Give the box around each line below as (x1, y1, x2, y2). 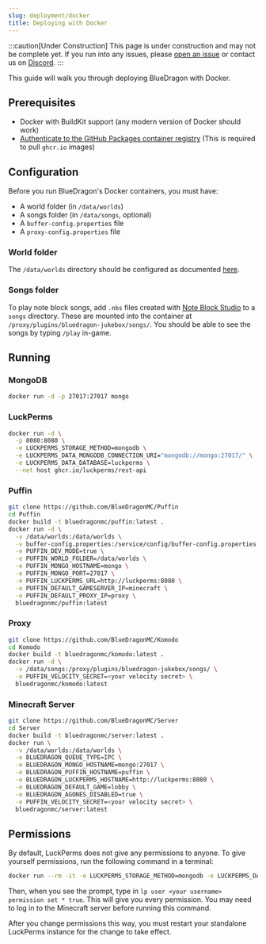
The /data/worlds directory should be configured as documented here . (8, 265, 240, 274)
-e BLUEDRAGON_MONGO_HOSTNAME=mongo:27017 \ (15, 761, 165, 769)
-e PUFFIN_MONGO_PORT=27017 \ (15, 570, 115, 578)
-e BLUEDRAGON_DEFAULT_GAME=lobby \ (15, 783, 136, 791)
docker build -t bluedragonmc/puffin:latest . (8, 517, 165, 526)
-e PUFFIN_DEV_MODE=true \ (15, 547, 104, 555)
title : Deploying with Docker (8, 19, 108, 27)
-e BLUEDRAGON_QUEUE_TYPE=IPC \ (15, 754, 123, 762)
